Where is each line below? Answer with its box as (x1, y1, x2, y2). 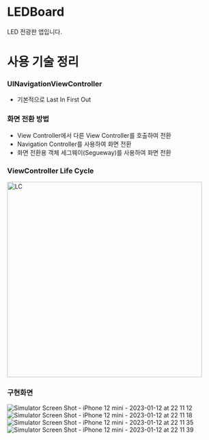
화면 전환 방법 (7, 114, 50, 124)
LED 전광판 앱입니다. (7, 27, 63, 36)
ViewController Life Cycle (7, 166, 94, 175)
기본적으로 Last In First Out (16, 95, 92, 103)
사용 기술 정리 (7, 54, 79, 70)
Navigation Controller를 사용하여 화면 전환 (16, 140, 132, 148)
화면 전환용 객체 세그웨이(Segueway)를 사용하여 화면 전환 (16, 148, 172, 156)
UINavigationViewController (7, 80, 102, 89)
